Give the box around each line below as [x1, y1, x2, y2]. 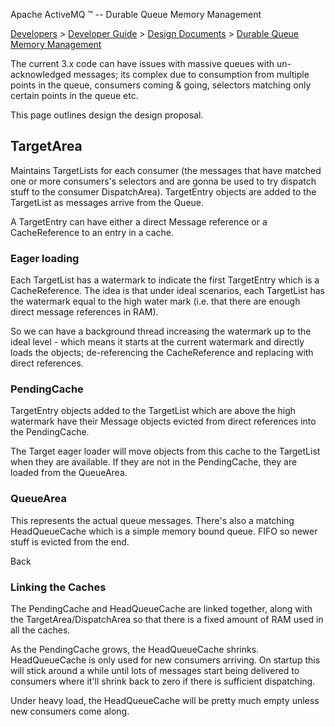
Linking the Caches [10, 580, 107, 594]
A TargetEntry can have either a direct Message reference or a [10, 215, 268, 228]
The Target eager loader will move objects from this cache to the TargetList [10, 445, 321, 458]
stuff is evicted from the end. [10, 535, 130, 548]
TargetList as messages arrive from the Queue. [10, 196, 205, 208]
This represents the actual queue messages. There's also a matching [10, 514, 295, 526]
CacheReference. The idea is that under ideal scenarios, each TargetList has [10, 285, 325, 297]
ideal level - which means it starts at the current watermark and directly [10, 336, 305, 348]
